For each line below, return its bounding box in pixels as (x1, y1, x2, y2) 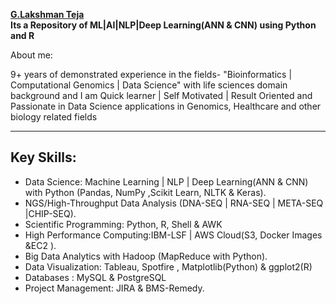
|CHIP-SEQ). (24, 207, 77, 219)
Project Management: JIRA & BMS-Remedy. (24, 282, 205, 294)
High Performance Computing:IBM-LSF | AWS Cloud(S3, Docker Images (24, 229, 323, 241)
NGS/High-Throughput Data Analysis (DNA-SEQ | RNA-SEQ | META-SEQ (24, 197, 324, 209)
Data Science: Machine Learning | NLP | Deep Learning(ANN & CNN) (24, 175, 309, 188)
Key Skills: (10, 149, 77, 166)
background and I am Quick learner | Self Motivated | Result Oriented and (10, 90, 313, 101)
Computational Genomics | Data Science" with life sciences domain (10, 79, 288, 91)
